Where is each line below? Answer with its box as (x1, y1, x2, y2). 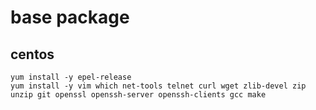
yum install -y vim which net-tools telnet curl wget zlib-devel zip (10, 81, 307, 91)
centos (10, 46, 55, 63)
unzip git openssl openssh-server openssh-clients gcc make (10, 90, 267, 100)
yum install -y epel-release (10, 72, 132, 82)
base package (10, 6, 130, 29)
